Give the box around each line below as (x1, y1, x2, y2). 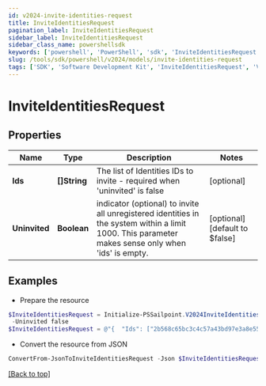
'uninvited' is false (96, 185, 165, 196)
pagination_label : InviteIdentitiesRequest (8, 26, 154, 34)
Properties (8, 128, 62, 142)
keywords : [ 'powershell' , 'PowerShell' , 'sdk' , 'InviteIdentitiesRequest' (8, 48, 260, 56)
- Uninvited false (11, 318, 69, 326)
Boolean (56, 222, 89, 233)
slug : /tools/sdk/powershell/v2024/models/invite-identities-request (8, 56, 243, 64)
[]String (56, 175, 87, 186)
